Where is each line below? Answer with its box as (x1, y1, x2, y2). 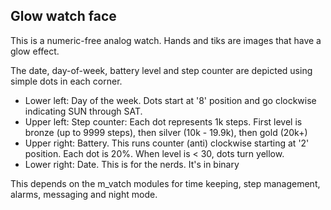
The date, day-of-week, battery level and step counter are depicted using (10, 64, 313, 76)
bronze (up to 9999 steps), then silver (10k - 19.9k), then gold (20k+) (24, 126, 308, 138)
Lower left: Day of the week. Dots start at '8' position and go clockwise (24, 94, 317, 106)
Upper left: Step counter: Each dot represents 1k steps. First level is (24, 115, 303, 128)
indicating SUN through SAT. (24, 105, 143, 117)
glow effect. (10, 45, 60, 57)
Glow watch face (10, 8, 117, 25)
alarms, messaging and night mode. (10, 188, 158, 200)
